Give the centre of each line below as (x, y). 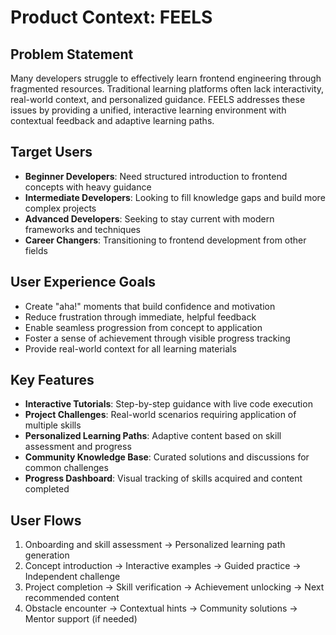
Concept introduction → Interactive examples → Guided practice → (163, 566)
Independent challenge (72, 577)
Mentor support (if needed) (81, 619)
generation (47, 555)
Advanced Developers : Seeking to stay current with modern (149, 218)
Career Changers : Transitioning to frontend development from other (165, 240)
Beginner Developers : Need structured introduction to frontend (156, 176)
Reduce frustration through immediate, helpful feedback (140, 317)
